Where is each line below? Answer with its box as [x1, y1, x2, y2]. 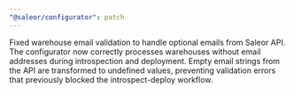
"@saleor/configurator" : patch [9, 12, 125, 22]
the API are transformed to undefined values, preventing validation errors [9, 65, 276, 76]
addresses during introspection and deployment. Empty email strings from [9, 55, 281, 66]
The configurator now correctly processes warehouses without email [9, 46, 261, 57]
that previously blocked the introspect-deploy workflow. [9, 74, 213, 84]
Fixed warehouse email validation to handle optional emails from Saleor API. [9, 37, 286, 47]
